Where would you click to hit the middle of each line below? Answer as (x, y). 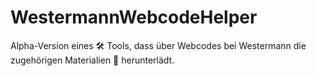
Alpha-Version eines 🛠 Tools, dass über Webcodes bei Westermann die (158, 45)
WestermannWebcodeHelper (134, 17)
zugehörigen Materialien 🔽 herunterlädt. (92, 60)
